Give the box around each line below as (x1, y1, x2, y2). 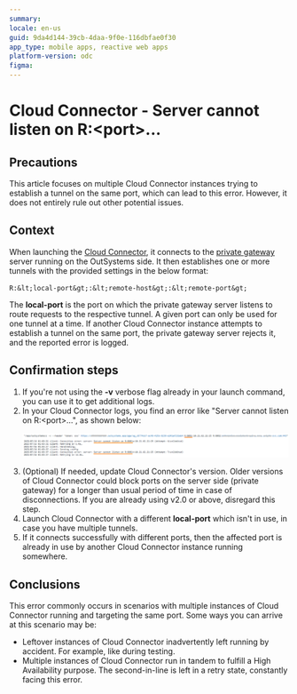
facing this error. (21, 674, 82, 684)
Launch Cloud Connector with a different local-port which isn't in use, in (21, 514, 288, 524)
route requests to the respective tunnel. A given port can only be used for (9, 308, 277, 319)
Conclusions (9, 577, 81, 592)
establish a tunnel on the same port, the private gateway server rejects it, (9, 327, 277, 338)
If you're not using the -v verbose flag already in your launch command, (21, 387, 285, 397)
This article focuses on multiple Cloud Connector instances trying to (9, 179, 259, 188)
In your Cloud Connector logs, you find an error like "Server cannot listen (21, 405, 289, 416)
